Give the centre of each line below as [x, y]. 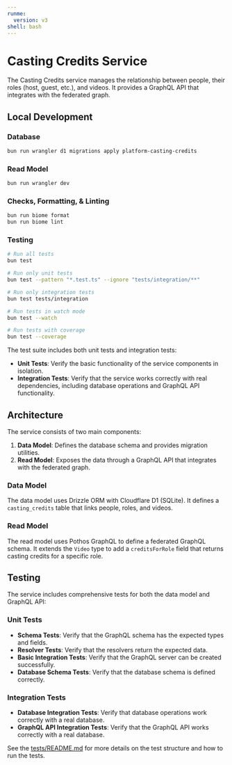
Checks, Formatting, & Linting [58, 201]
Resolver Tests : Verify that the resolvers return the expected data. [113, 650]
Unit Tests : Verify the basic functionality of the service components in [118, 364]
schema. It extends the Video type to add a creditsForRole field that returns [115, 548]
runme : [17, 14]
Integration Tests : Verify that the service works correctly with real [112, 378]
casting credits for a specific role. [55, 556]
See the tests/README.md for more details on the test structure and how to [115, 748]
